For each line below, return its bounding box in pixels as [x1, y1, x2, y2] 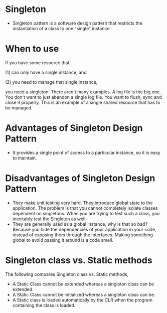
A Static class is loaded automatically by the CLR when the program [12, 297, 153, 303]
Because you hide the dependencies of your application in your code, [12, 226, 156, 232]
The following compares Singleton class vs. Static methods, [5, 271, 129, 277]
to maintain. [12, 154, 37, 161]
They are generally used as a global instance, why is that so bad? [12, 221, 148, 227]
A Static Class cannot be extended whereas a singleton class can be [12, 281, 154, 287]
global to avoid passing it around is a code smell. [12, 237, 114, 243]
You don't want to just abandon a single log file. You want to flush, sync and [5, 94, 162, 100]
